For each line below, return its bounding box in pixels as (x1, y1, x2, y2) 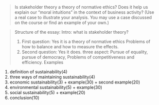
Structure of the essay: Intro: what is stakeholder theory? (14, 29, 129, 35)
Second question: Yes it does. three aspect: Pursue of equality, (21, 49, 148, 55)
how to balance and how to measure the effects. (21, 44, 119, 49)
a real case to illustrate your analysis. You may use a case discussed (14, 15, 152, 20)
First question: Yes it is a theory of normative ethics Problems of (21, 39, 151, 44)
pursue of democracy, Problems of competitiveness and (21, 54, 135, 60)
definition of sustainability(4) (9, 69, 68, 75)
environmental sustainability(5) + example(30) (9, 84, 103, 90)
